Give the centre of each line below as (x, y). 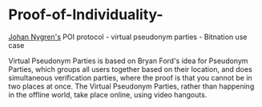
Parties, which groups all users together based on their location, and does (130, 69)
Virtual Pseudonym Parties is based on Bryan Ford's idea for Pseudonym (128, 61)
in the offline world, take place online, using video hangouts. (108, 94)
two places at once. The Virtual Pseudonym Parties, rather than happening (131, 86)
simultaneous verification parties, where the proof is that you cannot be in (130, 77)
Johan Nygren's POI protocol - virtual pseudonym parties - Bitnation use (128, 37)
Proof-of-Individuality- (86, 15)
